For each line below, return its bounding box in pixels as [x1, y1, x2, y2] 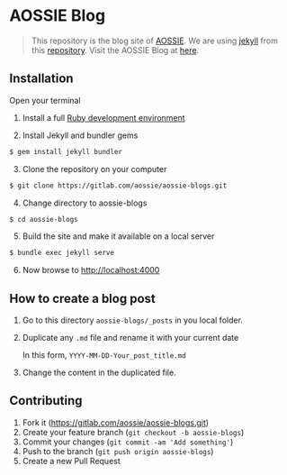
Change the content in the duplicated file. [22, 367, 177, 379]
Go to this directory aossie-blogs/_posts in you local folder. [22, 315, 243, 325]
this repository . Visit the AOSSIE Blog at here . [31, 44, 200, 55]
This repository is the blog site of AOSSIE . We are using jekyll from [31, 35, 279, 46]
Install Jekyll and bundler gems [22, 130, 139, 141]
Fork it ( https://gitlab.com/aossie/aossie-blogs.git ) [22, 416, 210, 428]
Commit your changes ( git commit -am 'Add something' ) [22, 436, 234, 447]
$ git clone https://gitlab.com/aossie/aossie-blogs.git [9, 181, 228, 190]
